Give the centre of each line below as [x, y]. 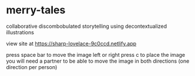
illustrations [20, 32]
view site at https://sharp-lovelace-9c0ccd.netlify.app [71, 44]
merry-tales [36, 10]
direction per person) [32, 67]
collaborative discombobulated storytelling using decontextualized [87, 26]
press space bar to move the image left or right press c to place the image [96, 55]
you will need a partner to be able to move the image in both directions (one [98, 61]
